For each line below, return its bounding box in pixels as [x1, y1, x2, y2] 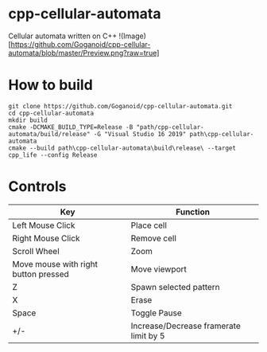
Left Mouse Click [12, 220, 75, 231]
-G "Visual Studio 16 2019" [93, 130, 187, 138]
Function [176, 206, 211, 217]
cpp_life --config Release [8, 151, 98, 159]
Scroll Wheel [12, 245, 60, 256]
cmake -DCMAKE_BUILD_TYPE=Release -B [8, 123, 133, 131]
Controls [8, 178, 67, 196]
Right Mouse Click [12, 233, 80, 244]
